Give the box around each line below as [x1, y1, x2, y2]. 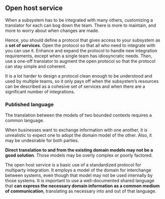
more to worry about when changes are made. [5, 27, 99, 34]
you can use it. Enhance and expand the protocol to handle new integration [5, 47, 158, 53]
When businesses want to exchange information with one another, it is [5, 127, 148, 133]
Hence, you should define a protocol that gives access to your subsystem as [5, 37, 161, 43]
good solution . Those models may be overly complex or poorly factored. [5, 153, 153, 159]
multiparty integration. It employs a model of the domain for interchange [5, 167, 152, 173]
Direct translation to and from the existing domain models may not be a [5, 147, 154, 153]
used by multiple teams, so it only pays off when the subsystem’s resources [5, 78, 159, 84]
